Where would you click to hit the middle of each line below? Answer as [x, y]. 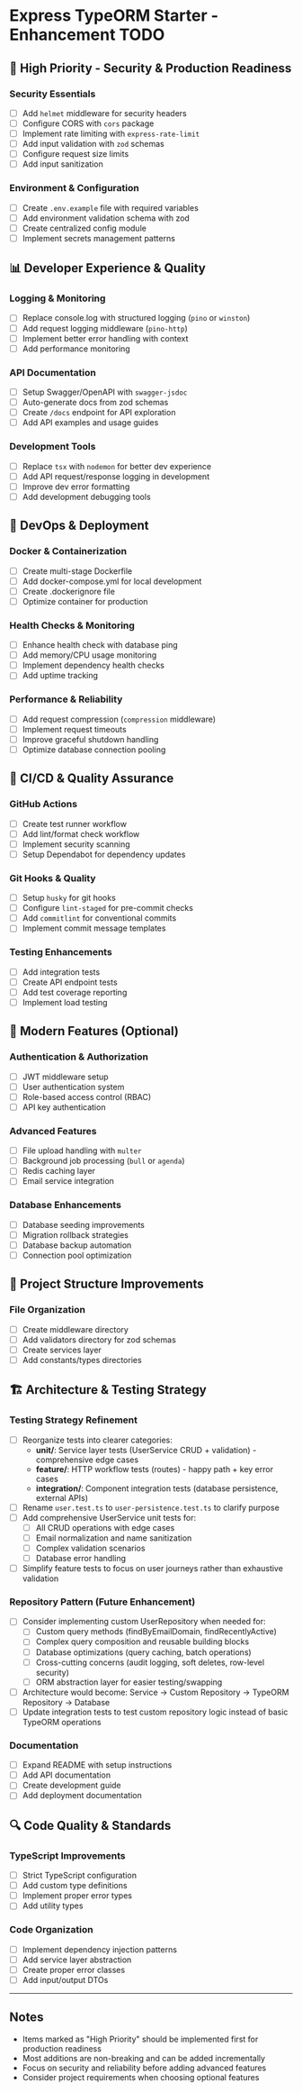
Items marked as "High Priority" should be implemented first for [140, 2039]
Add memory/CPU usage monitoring [89, 655]
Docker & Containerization [68, 551]
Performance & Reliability [66, 699]
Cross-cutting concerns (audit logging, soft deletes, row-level [150, 1662]
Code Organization [51, 1930]
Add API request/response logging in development [115, 476]
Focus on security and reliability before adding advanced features [144, 2068]
